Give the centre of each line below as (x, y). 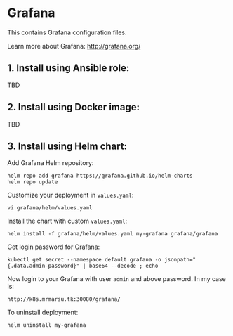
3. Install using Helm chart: (67, 146)
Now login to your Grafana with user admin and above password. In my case (117, 279)
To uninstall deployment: (43, 312)
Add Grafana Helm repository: (51, 163)
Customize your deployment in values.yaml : (71, 195)
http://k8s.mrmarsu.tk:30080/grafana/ (64, 299)
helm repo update (33, 182)
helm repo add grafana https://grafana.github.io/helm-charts (100, 176)
